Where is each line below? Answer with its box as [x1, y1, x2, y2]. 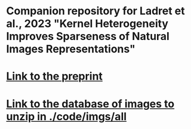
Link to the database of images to [6, 97, 175, 110]
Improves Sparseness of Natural [6, 30, 170, 43]
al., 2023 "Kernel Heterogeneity [6, 17, 169, 30]
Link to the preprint [6, 70, 103, 83]
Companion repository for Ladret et [6, 4, 185, 18]
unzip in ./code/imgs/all [6, 109, 127, 123]
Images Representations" [6, 42, 135, 56]
